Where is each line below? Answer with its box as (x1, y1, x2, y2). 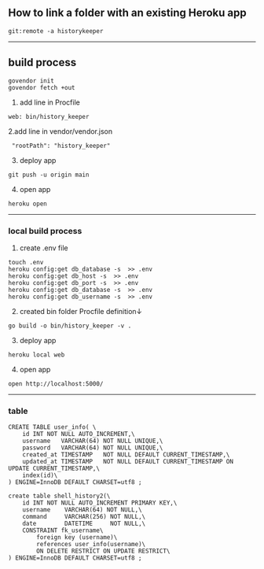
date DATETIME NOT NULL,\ (22, 519, 146, 528)
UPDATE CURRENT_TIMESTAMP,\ (8, 464, 101, 473)
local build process (8, 225, 82, 236)
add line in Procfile (19, 98, 80, 107)
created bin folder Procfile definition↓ (19, 306, 143, 316)
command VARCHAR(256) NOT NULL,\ (22, 513, 146, 521)
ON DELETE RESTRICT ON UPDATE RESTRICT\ (36, 547, 170, 556)
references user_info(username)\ (36, 541, 146, 549)
